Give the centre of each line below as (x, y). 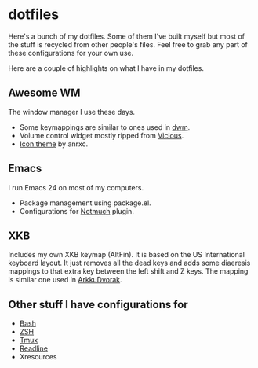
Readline (34, 348)
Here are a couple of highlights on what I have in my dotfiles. (106, 68)
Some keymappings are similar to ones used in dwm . (105, 127)
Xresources (38, 357)
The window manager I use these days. (72, 112)
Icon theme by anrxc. (54, 144)
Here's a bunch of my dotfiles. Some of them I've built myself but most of (127, 36)
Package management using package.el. (85, 203)
